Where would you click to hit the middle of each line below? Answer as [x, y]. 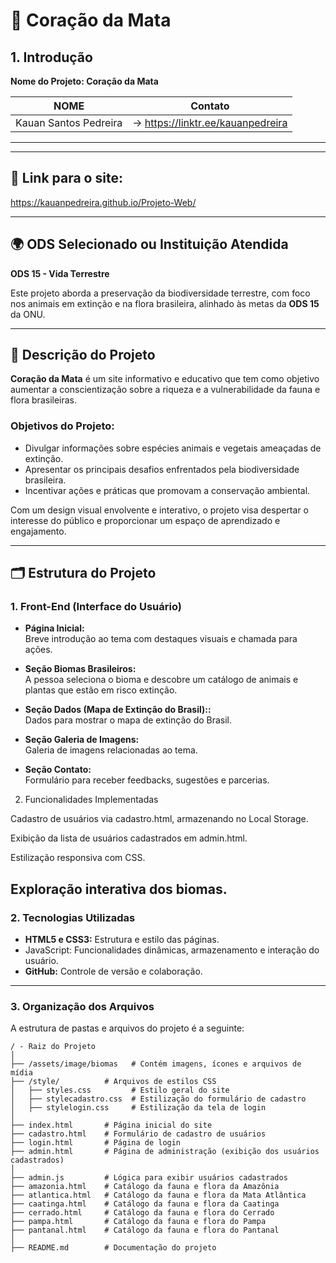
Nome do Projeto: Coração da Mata [84, 81]
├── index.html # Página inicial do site [111, 1125]
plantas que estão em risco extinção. [101, 690]
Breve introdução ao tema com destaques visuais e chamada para [161, 639]
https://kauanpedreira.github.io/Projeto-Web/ [103, 202]
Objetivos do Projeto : [62, 426]
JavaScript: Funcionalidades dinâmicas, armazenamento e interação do [172, 950]
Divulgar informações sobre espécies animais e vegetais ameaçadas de [173, 448]
